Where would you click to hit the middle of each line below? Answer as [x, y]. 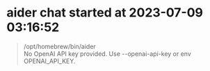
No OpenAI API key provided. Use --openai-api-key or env [107, 54]
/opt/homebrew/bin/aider [60, 46]
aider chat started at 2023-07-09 [105, 13]
